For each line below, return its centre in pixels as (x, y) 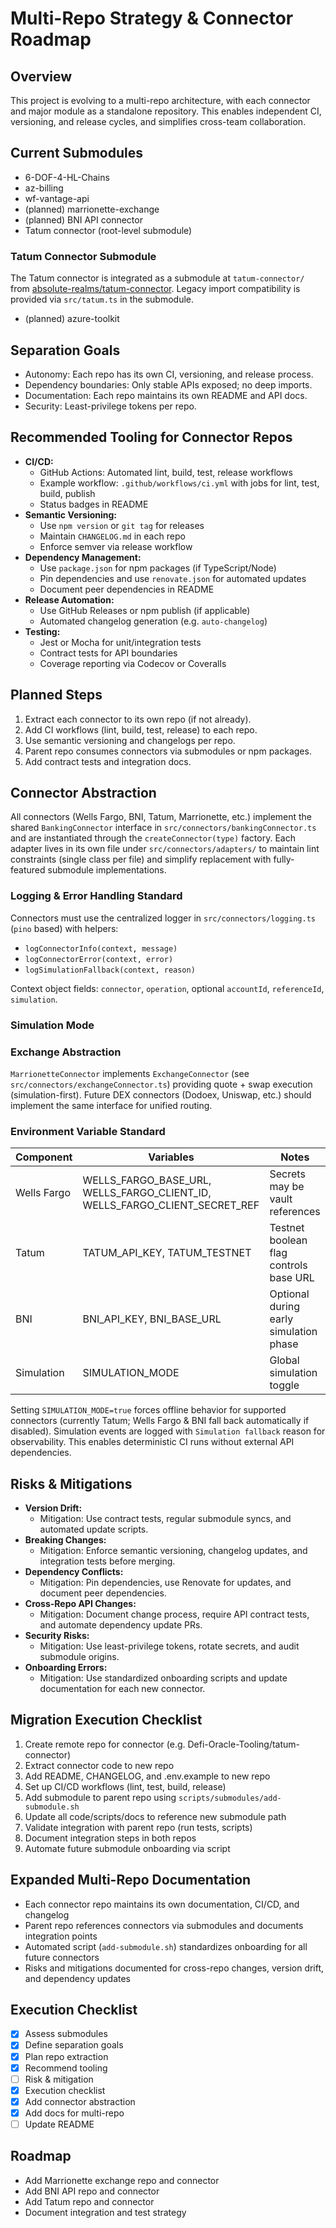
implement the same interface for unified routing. (111, 1105)
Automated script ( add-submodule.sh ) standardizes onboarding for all (166, 1946)
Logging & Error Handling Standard (96, 896)
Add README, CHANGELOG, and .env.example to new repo (147, 1776)
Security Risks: (57, 1635)
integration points (61, 1936)
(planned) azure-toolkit (72, 319)
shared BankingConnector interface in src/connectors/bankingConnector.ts (163, 828)
